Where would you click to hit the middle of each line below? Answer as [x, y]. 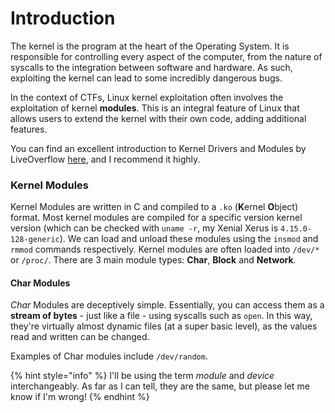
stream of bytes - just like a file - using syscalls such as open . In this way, [161, 316]
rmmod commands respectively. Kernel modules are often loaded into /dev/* [165, 249]
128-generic [35, 240]
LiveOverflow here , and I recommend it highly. [105, 159]
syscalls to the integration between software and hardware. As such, [151, 67]
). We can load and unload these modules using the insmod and [189, 239]
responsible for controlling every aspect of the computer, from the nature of [166, 56]
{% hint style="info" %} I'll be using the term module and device [142, 376]
